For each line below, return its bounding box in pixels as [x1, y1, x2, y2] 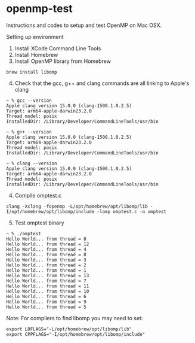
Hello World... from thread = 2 [6, 262, 86, 268]
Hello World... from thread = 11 [6, 283, 89, 289]
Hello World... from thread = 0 [6, 236, 86, 242]
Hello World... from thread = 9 [6, 299, 86, 305]
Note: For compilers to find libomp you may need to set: [6, 314, 143, 321]
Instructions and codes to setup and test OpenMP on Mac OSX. [6, 22, 162, 29]
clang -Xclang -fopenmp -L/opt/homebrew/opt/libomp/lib [6, 203, 148, 210]
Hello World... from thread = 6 [6, 293, 86, 299]
